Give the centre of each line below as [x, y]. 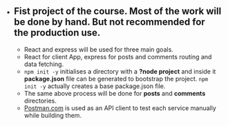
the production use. [57, 33]
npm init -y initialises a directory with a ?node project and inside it [120, 71]
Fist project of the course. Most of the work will [117, 11]
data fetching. [44, 64]
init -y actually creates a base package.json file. [95, 86]
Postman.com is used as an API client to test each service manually [120, 108]
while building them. [53, 115]
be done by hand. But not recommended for [109, 22]
